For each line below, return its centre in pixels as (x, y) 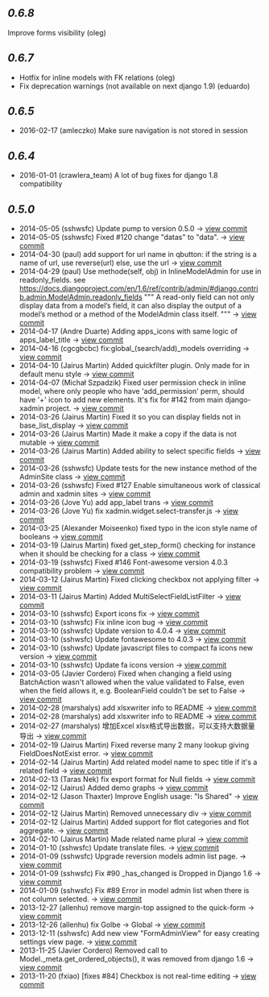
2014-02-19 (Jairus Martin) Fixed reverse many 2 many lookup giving (134, 745)
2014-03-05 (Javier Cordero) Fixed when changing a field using (125, 674)
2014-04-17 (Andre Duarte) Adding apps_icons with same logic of (128, 331)
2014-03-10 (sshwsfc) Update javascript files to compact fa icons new (136, 648)
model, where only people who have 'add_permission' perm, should (132, 391)
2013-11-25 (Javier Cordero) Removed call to (93, 950)
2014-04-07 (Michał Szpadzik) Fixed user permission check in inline (132, 383)
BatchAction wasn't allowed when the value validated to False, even (132, 682)
